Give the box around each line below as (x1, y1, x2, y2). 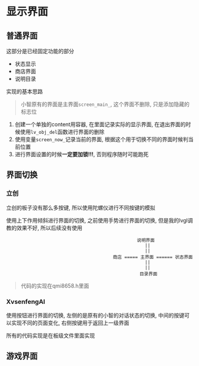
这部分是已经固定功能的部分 (6, 48, 74, 54)
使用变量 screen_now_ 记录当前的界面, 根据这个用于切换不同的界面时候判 (14, 136, 189, 143)
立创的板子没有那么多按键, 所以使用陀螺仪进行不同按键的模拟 (6, 204, 156, 211)
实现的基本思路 (6, 88, 43, 95)
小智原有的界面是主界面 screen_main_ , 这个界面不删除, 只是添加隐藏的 (20, 100, 189, 108)
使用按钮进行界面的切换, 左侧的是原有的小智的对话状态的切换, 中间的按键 (6, 312, 185, 319)
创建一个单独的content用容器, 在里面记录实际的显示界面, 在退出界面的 (14, 121, 186, 128)
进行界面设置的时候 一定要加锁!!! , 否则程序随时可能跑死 (14, 151, 149, 158)
